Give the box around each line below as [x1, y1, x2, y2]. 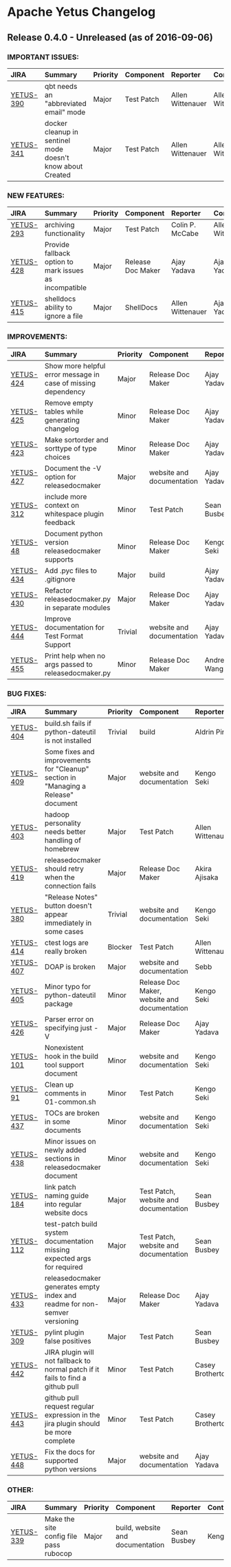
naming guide [44, 1191, 89, 1200]
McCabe [170, 228, 199, 238]
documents [44, 1125, 81, 1135]
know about [44, 161, 83, 171]
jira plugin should [44, 1418, 100, 1428]
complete [44, 1436, 76, 1445]
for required [44, 1262, 83, 1272]
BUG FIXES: [7, 689, 47, 699]
